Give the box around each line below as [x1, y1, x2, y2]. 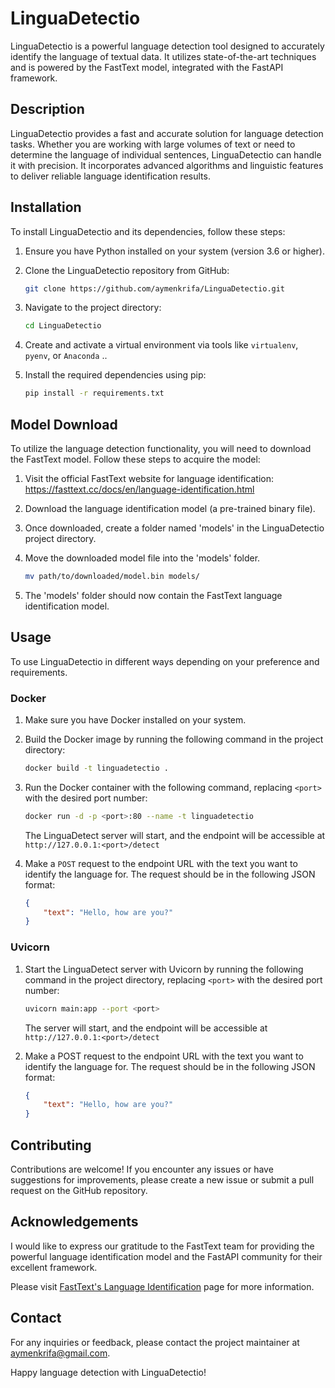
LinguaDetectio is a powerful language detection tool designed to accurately [10, 40, 325, 52]
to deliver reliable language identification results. [10, 170, 211, 182]
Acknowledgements [10, 1213, 139, 1231]
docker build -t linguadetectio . [24, 763, 169, 773]
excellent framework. [10, 1261, 98, 1273]
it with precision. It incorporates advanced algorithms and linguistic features [10, 159, 324, 171]
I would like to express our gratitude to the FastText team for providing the [10, 1240, 315, 1252]
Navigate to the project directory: [24, 302, 162, 314]
